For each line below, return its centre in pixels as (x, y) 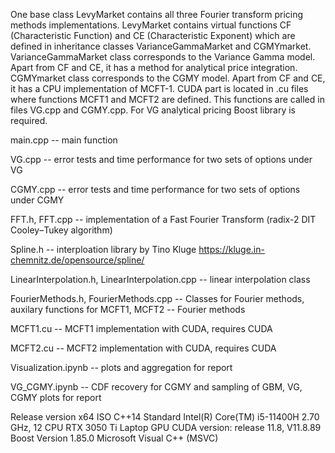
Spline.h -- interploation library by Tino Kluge (103, 249)
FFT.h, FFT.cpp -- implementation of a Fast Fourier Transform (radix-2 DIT (163, 219)
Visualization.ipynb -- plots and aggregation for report (121, 367)
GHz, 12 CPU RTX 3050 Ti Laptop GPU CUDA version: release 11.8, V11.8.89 (166, 427)
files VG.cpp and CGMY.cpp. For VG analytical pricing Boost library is (153, 110)
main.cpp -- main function (64, 140)
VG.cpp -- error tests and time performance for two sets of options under (161, 159)
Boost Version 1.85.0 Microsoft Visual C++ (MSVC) (114, 438)
